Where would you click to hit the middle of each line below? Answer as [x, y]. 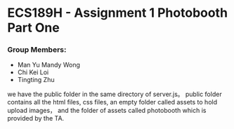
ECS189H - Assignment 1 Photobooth [118, 13]
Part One [33, 28]
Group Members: [37, 50]
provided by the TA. [36, 118]
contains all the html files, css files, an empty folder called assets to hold [112, 102]
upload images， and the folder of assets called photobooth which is [107, 111]
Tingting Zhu [36, 80]
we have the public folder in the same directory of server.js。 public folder [115, 94]
